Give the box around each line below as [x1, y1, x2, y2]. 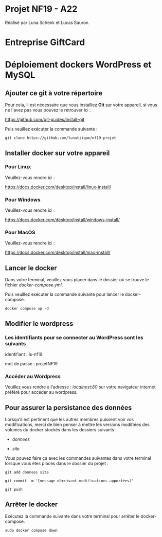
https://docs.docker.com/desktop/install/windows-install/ [5, 217, 120, 223]
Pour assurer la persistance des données [5, 403, 132, 412]
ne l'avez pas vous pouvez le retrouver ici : [5, 107, 91, 113]
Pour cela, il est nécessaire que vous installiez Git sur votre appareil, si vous [5, 102, 157, 108]
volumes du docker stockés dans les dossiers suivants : [5, 427, 117, 433]
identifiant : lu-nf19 [5, 351, 43, 357]
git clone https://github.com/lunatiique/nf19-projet [5, 135, 117, 140]
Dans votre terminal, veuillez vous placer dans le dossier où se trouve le [5, 277, 149, 283]
